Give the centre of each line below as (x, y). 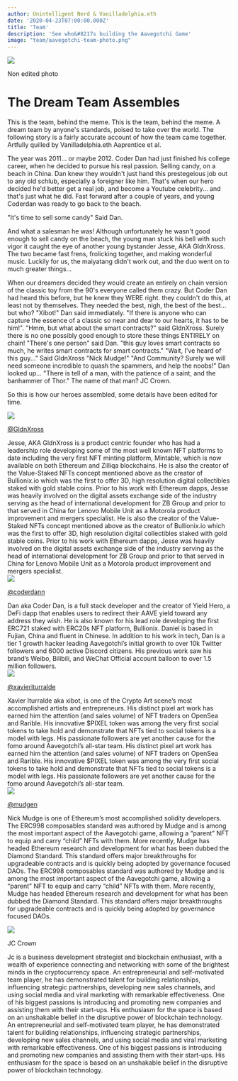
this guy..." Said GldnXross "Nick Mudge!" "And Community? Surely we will (117, 358)
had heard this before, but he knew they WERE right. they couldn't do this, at (119, 298)
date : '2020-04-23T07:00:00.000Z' (58, 21)
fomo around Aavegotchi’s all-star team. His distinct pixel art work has (110, 746)
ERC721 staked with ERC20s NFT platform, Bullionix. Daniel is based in (110, 628)
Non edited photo (33, 74)
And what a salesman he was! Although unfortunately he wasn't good (109, 231)
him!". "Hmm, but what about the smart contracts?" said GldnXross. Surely (116, 328)
